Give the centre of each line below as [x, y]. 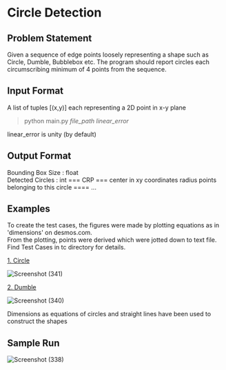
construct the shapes [37, 321]
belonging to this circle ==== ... [52, 187]
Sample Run [33, 343]
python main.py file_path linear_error [76, 121]
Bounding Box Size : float [43, 172]
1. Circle [18, 260]
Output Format [39, 156]
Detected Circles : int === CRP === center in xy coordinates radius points [112, 180]
